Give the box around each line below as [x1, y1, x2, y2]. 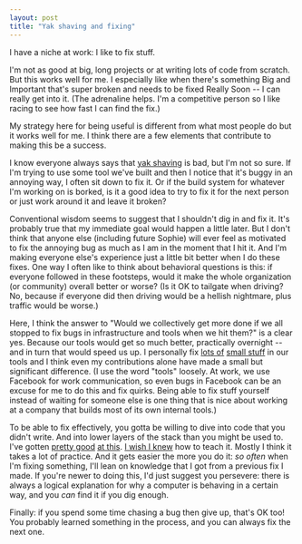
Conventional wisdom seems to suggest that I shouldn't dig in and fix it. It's [9, 213, 290, 224]
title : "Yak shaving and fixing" [9, 22, 136, 31]
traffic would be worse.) [9, 300, 99, 311]
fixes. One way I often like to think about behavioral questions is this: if [9, 261, 273, 272]
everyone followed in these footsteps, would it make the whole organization [9, 271, 292, 282]
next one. [9, 526, 45, 537]
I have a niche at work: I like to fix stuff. [9, 46, 156, 57]
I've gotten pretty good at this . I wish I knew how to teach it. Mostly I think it [9, 441, 292, 452]
